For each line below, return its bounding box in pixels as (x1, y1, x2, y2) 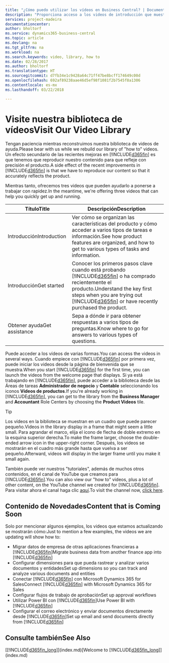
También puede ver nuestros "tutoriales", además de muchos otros (5, 466, 144, 472)
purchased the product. (72, 304, 127, 311)
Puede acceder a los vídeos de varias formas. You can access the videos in (5, 350, 161, 356)
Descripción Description (87, 206, 146, 213)
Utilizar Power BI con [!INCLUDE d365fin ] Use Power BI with (12, 597, 135, 603)
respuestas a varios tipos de (72, 319, 139, 326)
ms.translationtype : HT (5, 69, 55, 74)
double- (142, 435, 159, 441)
